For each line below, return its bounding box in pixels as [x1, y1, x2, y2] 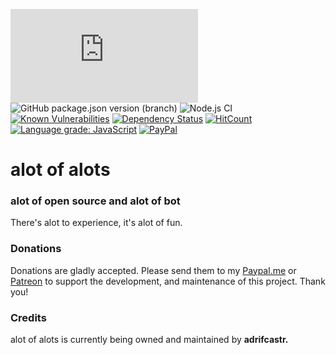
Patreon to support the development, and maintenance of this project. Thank [10, 275, 326, 287]
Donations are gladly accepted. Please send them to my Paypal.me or [10, 264, 297, 276]
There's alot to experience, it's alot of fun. [10, 217, 183, 229]
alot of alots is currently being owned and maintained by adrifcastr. [10, 334, 289, 346]
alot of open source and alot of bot [10, 194, 181, 208]
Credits [10, 310, 47, 324]
